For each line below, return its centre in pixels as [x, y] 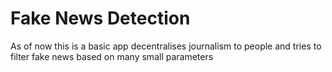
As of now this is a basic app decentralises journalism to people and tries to [166, 46]
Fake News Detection [100, 18]
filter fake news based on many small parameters [112, 56]
